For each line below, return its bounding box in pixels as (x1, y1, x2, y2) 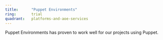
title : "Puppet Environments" (5, 7, 78, 12)
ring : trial (5, 12, 42, 17)
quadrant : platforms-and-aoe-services (5, 16, 89, 21)
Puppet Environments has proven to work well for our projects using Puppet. (5, 30, 159, 36)
